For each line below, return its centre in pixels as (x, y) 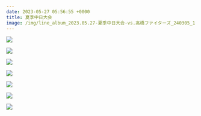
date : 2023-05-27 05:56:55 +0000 (48, 12)
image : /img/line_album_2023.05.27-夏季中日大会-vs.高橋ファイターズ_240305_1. (102, 23)
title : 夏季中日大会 (29, 17)
